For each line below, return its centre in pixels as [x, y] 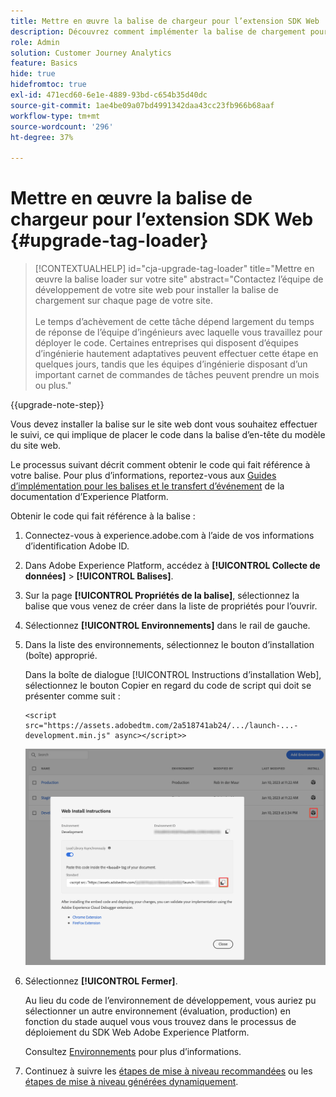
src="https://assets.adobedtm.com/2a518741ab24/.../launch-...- [161, 726]
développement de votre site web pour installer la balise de [156, 290]
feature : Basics [44, 63]
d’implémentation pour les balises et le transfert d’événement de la [147, 486]
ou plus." [53, 386]
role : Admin [35, 42]
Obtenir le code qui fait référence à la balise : [103, 516]
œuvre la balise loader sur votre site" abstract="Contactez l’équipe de [179, 279]
